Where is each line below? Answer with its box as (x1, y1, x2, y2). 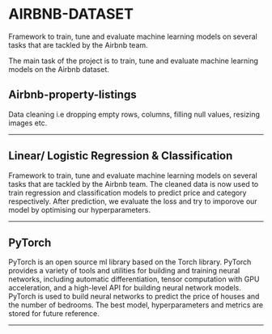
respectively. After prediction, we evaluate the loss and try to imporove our (8, 196, 257, 206)
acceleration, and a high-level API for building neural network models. (8, 283, 241, 293)
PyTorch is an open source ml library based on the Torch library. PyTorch (8, 257, 252, 267)
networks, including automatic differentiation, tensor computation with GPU (8, 274, 260, 284)
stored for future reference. (8, 309, 100, 319)
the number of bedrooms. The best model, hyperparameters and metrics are (8, 300, 264, 310)
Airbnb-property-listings (8, 88, 137, 102)
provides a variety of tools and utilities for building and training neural (8, 266, 240, 276)
